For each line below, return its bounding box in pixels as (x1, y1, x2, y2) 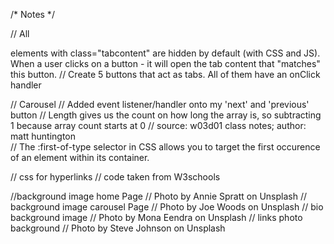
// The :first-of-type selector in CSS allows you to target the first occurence (10, 141, 321, 153)
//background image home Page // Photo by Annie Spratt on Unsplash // (10, 190, 308, 202)
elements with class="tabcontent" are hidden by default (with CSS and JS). (10, 47, 321, 59)
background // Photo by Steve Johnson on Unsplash (10, 222, 226, 234)
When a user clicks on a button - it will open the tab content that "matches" (10, 58, 321, 69)
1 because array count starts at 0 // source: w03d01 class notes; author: (10, 120, 307, 131)
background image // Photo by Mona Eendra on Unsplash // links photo (10, 212, 303, 223)
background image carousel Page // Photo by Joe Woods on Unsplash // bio (10, 201, 324, 213)
